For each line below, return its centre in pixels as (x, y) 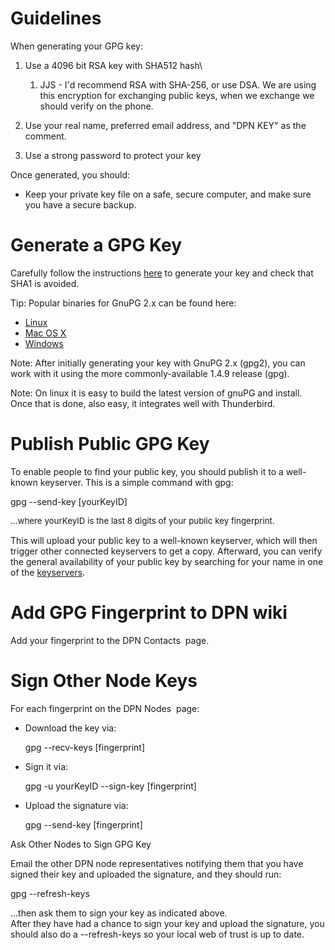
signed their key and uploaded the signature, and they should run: (146, 874)
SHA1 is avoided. (45, 283)
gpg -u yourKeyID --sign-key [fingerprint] (110, 786)
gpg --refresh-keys (50, 894)
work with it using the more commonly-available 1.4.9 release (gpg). (150, 373)
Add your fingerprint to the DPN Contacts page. (110, 641)
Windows (44, 343)
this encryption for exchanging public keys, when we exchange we (177, 95)
